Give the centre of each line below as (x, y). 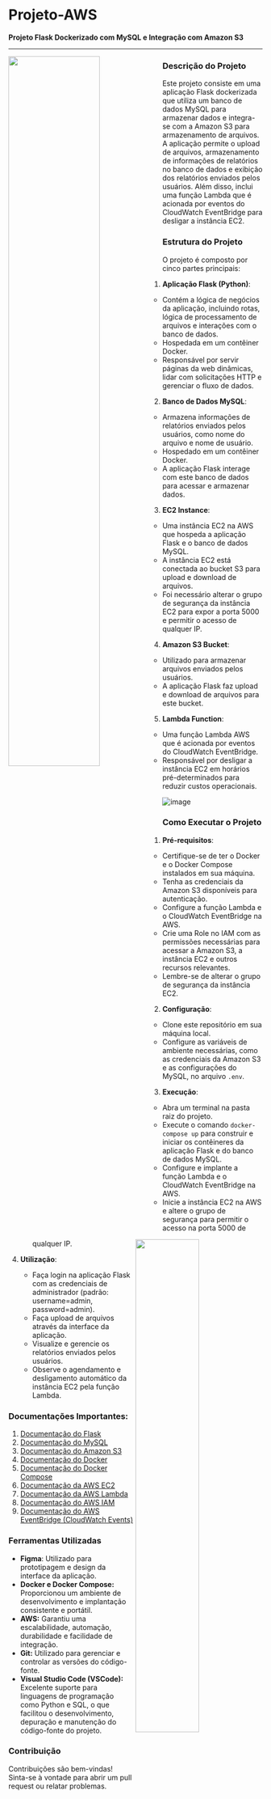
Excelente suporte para (59, 1687)
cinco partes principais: (201, 268)
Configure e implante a (200, 1167)
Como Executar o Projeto (212, 823)
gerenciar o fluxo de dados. (208, 385)
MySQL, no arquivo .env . (203, 1076)
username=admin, (63, 1301)
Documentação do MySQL (64, 1442)
